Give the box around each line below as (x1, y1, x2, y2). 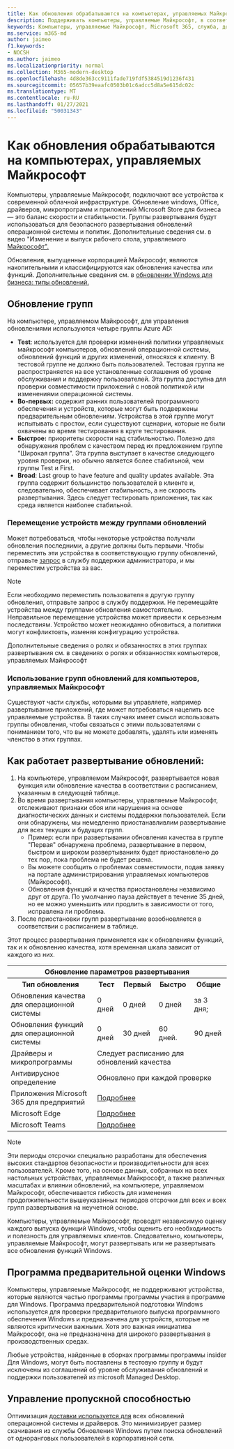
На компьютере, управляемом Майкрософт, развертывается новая (17, 774, 219, 782)
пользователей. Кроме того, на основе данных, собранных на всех (7, 1166, 208, 1174)
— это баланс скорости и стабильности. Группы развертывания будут (7, 212, 217, 220)
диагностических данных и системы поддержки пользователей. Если (17, 811, 226, 819)
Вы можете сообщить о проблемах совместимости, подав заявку (27, 862, 225, 871)
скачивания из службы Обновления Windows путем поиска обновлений (7, 1426, 223, 1434)
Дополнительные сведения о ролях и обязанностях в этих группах (7, 641, 208, 650)
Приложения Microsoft (10, 1088, 88, 1098)
